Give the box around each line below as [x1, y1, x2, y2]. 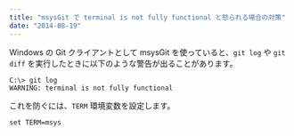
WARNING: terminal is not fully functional [9, 84, 174, 92]
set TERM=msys [9, 117, 62, 127]
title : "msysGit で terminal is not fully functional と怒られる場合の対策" [9, 12, 286, 22]
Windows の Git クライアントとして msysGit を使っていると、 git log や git [9, 46, 286, 58]
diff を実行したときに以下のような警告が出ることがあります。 [9, 58, 238, 68]
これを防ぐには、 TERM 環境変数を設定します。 [9, 100, 176, 111]
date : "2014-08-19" [9, 21, 82, 30]
